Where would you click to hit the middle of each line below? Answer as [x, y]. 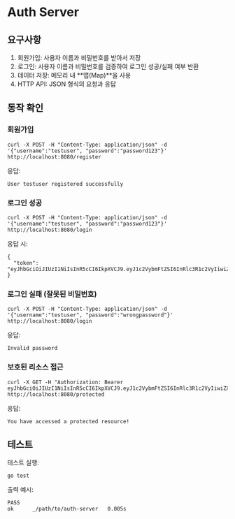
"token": [26, 263]
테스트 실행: [23, 462]
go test [19, 476]
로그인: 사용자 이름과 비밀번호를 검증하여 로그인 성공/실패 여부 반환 [108, 66]
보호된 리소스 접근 [36, 367]
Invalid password [33, 349]
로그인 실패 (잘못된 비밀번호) [52, 294]
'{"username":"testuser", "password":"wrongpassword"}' [90, 315]
